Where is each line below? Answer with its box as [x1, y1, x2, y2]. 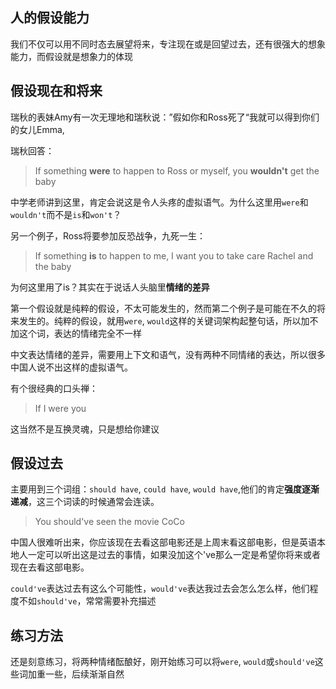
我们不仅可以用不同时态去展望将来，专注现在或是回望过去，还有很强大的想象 [10, 38, 326, 50]
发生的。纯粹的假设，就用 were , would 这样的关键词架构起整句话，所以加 [18, 314, 310, 327]
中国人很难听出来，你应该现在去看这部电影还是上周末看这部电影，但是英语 [10, 536, 317, 548]
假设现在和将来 [10, 83, 103, 100]
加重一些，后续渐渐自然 [27, 668, 125, 680]
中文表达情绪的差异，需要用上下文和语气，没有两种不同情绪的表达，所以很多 [10, 348, 326, 360]
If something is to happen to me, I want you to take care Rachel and [34, 249, 314, 262]
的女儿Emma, [10, 123, 65, 135]
